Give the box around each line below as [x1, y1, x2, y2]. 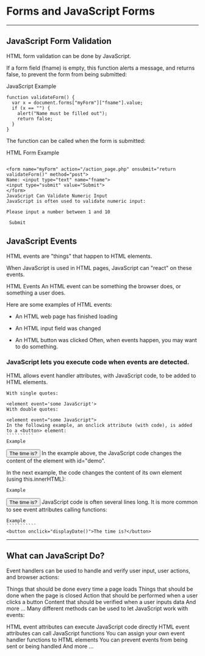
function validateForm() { [6, 94, 75, 100]
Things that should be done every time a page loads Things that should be [6, 585, 193, 592]
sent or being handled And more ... [6, 643, 94, 650]
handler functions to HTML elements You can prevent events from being [6, 636, 188, 643]
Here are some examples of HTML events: [6, 301, 113, 308]
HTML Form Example [6, 148, 60, 156]
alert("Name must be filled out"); [17, 110, 108, 117]
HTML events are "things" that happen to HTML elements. [6, 252, 153, 260]
